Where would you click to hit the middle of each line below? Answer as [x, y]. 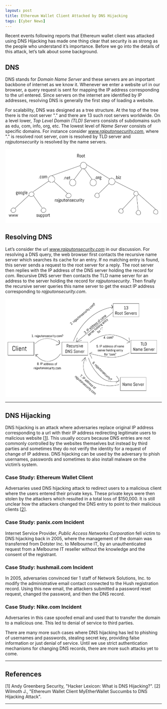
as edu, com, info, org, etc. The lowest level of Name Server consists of [79, 126]
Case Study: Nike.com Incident [43, 606]
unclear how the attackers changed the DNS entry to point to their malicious [83, 504]
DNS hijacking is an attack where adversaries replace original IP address [80, 428]
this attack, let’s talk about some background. [52, 52]
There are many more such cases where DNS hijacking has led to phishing [82, 633]
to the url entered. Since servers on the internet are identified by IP [74, 95]
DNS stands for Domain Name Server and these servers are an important [80, 79]
